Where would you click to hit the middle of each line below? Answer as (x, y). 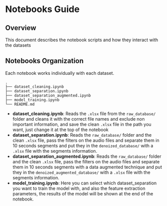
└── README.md (20, 104)
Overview (21, 28)
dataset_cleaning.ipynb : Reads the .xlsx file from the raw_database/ (84, 114)
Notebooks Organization (45, 61)
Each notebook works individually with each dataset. (60, 73)
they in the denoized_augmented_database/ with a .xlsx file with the (81, 172)
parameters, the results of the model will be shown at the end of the (83, 193)
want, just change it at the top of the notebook (60, 130)
